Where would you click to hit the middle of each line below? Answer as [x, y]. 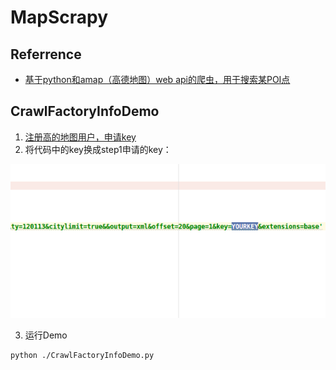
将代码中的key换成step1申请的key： [98, 149]
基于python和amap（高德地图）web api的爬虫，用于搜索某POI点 [157, 79]
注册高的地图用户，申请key [80, 137]
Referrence [46, 54]
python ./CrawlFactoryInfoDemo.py [82, 355]
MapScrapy [59, 17]
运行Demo [46, 335]
